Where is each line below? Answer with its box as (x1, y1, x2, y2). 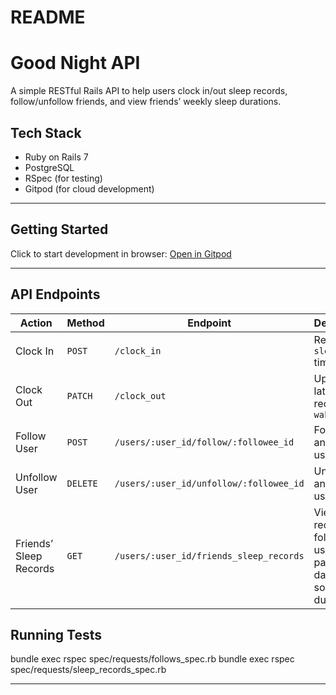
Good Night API (10, 52, 141, 75)
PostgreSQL (24, 161, 75, 173)
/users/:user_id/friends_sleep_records (114, 550, 305, 561)
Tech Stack (10, 124, 82, 141)
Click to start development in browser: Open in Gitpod (10, 247, 232, 260)
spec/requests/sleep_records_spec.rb (10, 664, 167, 676)
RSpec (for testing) (24, 172, 103, 184)
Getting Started (10, 221, 109, 238)
